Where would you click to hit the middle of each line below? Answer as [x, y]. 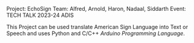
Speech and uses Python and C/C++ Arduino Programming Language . [96, 33]
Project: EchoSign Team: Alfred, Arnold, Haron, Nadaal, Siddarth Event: [96, 9]
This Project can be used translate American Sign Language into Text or [97, 27]
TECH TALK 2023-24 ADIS [40, 15]
